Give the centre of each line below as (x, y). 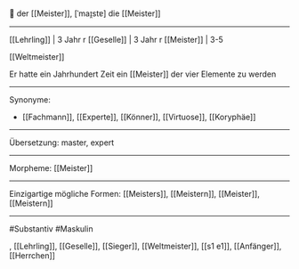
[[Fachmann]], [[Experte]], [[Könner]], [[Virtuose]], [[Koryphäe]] (139, 117)
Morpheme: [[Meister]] (51, 168)
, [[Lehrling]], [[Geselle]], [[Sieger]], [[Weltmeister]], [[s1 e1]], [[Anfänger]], (145, 246)
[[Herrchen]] (32, 256)
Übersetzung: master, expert (62, 143)
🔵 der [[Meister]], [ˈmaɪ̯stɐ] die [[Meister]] (85, 13)
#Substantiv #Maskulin (51, 229)
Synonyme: (30, 100)
